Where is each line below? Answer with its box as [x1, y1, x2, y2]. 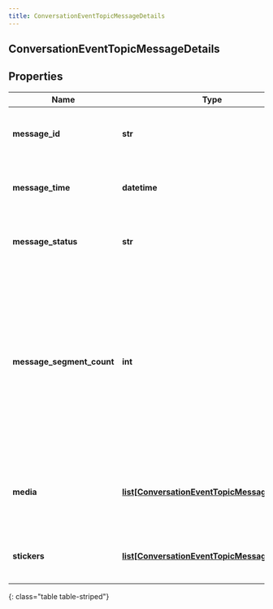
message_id [12, 128, 61, 139]
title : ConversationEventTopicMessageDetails [8, 11, 165, 20]
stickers [12, 550, 45, 562]
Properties [8, 70, 63, 84]
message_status [12, 235, 78, 247]
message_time [12, 182, 71, 193]
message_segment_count [12, 356, 115, 367]
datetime [121, 182, 158, 193]
